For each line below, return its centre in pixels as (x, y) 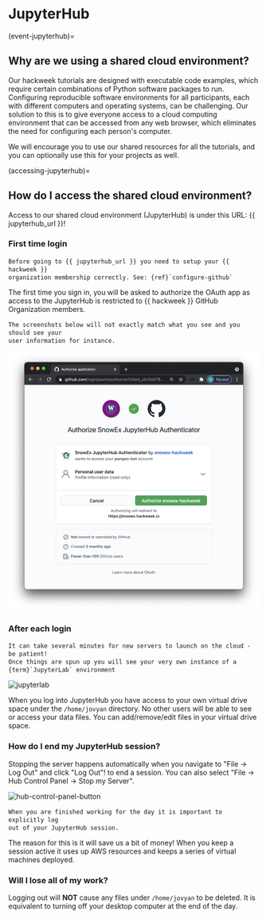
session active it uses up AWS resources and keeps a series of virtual (122, 851)
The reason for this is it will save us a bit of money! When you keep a (121, 842)
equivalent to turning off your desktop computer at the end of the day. (123, 906)
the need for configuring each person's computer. (90, 131)
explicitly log (33, 820)
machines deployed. (41, 859)
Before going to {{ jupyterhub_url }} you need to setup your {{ (119, 261)
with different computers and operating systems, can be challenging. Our (128, 105)
